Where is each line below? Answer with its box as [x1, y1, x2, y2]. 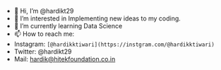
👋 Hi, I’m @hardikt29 [13, 7, 74, 15]
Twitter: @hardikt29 [13, 47, 72, 56]
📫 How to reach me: [13, 30, 75, 38]
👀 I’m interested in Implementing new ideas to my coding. [13, 14, 181, 23]
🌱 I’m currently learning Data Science [13, 22, 123, 30]
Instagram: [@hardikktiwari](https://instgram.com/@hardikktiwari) [13, 40, 215, 48]
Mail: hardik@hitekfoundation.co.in [13, 55, 116, 63]
